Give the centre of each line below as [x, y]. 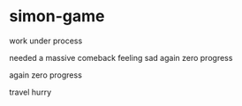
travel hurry [30, 92]
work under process [46, 41]
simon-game [57, 16]
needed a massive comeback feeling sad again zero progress [121, 57]
